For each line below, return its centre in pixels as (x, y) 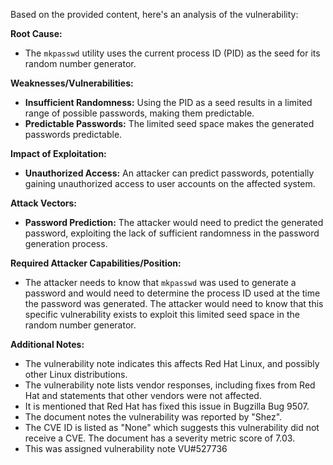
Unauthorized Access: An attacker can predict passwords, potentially (169, 173)
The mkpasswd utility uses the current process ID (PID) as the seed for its (172, 53)
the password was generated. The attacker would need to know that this (174, 303)
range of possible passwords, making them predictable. (139, 113)
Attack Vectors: (44, 203)
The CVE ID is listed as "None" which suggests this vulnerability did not (172, 427)
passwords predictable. (73, 134)
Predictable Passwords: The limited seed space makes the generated (169, 123)
